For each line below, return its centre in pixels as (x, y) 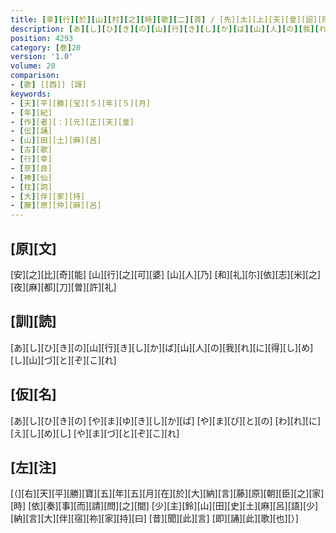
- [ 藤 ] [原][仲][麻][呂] (56, 206)
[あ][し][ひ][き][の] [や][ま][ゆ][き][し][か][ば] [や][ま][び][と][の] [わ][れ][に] (166, 420)
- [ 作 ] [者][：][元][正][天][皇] (72, 122)
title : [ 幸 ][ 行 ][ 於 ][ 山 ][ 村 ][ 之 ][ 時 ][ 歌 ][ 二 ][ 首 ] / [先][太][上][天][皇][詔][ (166, 19)
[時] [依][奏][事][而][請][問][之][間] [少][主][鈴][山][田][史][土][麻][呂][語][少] (164, 506)
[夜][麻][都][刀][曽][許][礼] (63, 287)
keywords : (31, 94)
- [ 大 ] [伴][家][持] (48, 196)
